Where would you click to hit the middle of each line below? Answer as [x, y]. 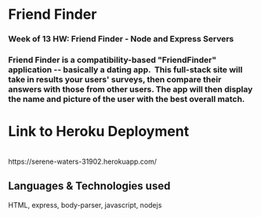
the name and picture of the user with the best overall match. [127, 99]
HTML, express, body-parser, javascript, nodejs [85, 204]
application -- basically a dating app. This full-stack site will [125, 70]
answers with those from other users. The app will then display [130, 89]
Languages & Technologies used [89, 186]
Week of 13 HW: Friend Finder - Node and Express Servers [121, 39]
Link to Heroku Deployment [99, 132]
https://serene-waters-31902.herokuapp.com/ [83, 161]
